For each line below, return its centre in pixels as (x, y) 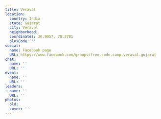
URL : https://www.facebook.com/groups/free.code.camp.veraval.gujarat (83, 55)
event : (12, 73)
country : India (25, 18)
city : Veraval (24, 28)
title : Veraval (21, 9)
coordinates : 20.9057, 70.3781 (41, 37)
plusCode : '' (23, 41)
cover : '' (19, 109)
